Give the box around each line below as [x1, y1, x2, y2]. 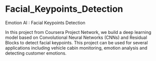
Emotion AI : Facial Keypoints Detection [5, 20, 85, 26]
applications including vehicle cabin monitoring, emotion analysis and [5, 45, 148, 51]
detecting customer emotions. [5, 50, 67, 56]
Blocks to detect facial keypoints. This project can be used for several [5, 39, 148, 45]
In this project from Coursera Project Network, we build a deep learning [5, 29, 152, 35]
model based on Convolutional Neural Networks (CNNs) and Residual [5, 34, 148, 40]
